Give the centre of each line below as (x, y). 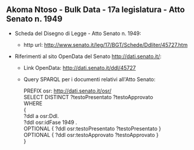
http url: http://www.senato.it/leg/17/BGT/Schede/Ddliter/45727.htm (106, 44)
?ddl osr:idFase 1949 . (50, 122)
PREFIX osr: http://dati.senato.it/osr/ (67, 91)
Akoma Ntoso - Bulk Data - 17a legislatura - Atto (96, 10)
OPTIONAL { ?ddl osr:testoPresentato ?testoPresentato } (92, 128)
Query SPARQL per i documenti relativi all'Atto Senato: (89, 79)
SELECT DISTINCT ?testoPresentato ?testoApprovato (88, 97)
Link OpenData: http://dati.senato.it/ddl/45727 (80, 68)
